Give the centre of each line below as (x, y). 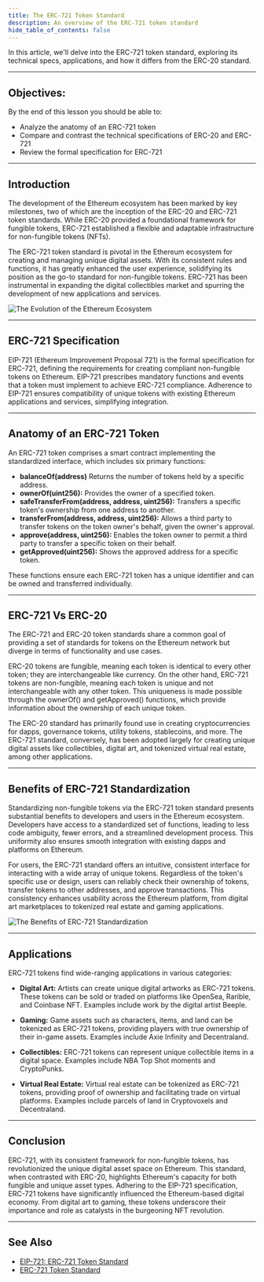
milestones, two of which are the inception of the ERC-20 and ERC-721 (123, 212)
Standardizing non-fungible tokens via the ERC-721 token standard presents (131, 808)
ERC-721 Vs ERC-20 (58, 615)
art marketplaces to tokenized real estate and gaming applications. (116, 907)
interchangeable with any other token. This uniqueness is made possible (125, 691)
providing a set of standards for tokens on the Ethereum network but (119, 643)
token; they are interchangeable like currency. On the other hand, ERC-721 (128, 675)
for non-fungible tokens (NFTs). (59, 236)
